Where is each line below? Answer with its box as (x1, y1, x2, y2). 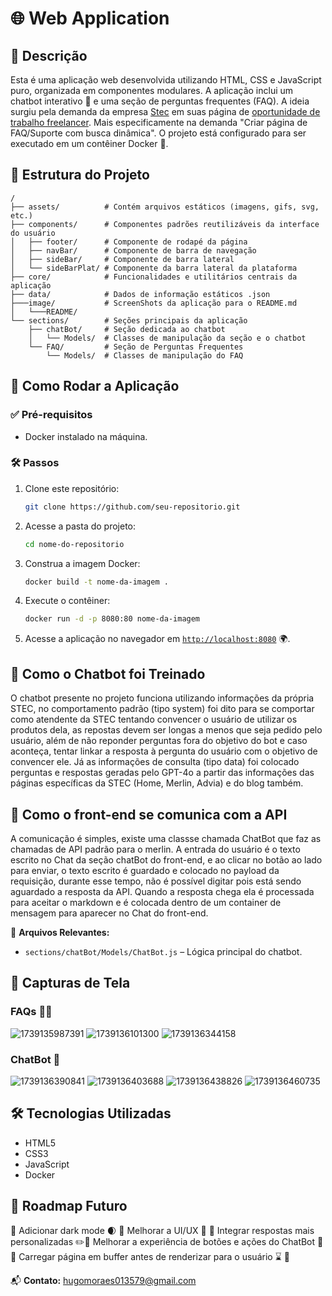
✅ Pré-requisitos (10, 408, 93, 422)
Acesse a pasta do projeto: (24, 520, 137, 532)
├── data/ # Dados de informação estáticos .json (10, 289, 271, 299)
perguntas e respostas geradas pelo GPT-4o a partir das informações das (10, 767, 315, 779)
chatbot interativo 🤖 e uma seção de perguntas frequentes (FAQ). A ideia (10, 95, 310, 107)
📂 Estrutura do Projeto (10, 167, 150, 184)
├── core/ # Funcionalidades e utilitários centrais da (10, 272, 298, 282)
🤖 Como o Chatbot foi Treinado (10, 665, 206, 682)
